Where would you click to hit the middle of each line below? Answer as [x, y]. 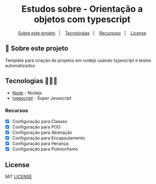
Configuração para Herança [40, 144]
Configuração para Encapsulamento [48, 138]
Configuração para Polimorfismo [45, 149]
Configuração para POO [36, 127]
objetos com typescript [82, 19]
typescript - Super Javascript [42, 98]
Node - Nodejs [27, 93]
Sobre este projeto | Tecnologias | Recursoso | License [82, 33]
